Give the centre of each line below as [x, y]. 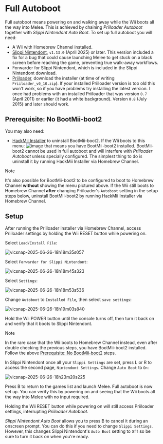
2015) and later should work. [41, 104]
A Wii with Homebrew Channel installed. [52, 47]
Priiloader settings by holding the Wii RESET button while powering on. [76, 233]
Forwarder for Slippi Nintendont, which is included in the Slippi [75, 68]
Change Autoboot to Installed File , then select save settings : [68, 299]
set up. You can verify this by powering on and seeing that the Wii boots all [80, 391]
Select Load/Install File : [31, 242]
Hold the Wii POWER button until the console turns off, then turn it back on [80, 318]
